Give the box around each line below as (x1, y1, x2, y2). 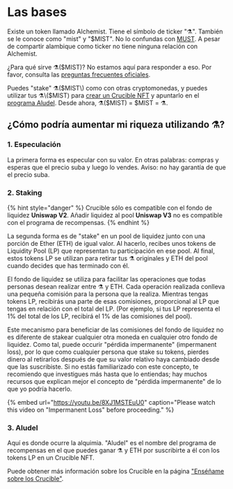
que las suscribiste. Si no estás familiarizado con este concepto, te (7, 362, 199, 371)
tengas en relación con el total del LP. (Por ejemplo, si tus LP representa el (7, 304, 220, 313)
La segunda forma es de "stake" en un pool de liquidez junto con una (7, 231, 206, 240)
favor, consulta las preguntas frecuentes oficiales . (7, 70, 151, 79)
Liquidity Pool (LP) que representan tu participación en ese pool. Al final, (7, 247, 216, 255)
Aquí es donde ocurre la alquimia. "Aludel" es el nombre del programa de (7, 439, 217, 447)
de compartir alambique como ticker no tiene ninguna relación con (7, 42, 198, 50)
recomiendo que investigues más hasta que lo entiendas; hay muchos (7, 370, 207, 378)
